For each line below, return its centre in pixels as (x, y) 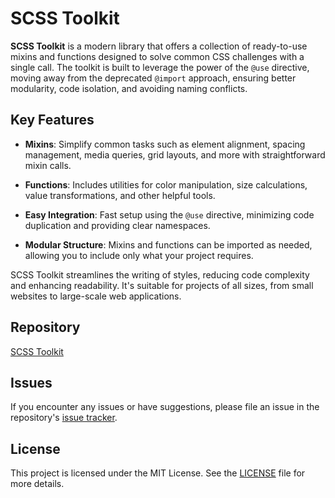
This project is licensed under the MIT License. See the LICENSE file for (158, 473)
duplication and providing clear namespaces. (117, 225)
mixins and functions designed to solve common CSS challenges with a (157, 56)
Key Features (52, 120)
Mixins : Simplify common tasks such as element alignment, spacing (165, 144)
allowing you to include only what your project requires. (139, 255)
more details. (37, 484)
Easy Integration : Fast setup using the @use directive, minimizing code (169, 214)
